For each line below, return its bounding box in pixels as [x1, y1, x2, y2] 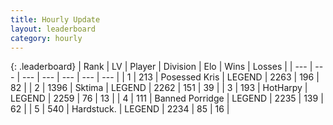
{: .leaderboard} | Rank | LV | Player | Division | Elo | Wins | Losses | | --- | [10, 61, 313, 73]
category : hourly [10, 33, 83, 43]
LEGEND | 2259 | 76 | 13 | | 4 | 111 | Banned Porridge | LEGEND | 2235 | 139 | [10, 92, 324, 105]
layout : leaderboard [10, 24, 97, 34]
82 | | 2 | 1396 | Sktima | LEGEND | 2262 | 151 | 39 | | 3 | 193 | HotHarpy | [10, 82, 308, 94]
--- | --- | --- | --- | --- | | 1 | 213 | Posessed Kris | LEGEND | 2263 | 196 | [21, 71, 320, 83]
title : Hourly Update [10, 14, 101, 25]
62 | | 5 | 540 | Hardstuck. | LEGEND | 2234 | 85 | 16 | [10, 103, 230, 115]
